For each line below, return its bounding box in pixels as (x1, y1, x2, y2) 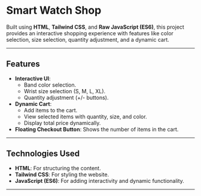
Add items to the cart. (23, 106, 78, 114)
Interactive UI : (14, 75, 51, 82)
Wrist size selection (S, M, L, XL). (23, 87, 106, 94)
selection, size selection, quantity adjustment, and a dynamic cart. (6, 36, 169, 43)
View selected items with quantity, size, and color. (23, 113, 148, 120)
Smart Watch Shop (6, 4, 102, 17)
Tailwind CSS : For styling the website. (14, 171, 109, 178)
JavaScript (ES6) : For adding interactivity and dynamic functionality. (14, 177, 184, 184)
